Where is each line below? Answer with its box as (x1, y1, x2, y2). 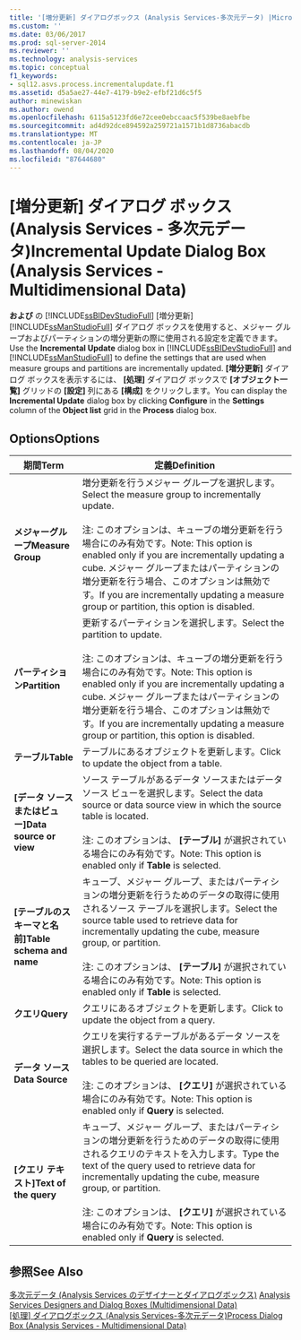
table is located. (82, 810, 150, 823)
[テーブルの (13, 906, 63, 919)
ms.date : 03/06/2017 (9, 30, 87, 39)
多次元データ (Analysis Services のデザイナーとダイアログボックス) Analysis (9, 1290, 291, 1301)
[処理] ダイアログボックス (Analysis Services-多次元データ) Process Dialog (9, 1310, 283, 1321)
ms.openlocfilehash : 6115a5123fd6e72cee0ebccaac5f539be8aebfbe (9, 113, 251, 122)
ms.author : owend (9, 105, 74, 114)
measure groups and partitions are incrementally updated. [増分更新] (9, 363, 263, 374)
